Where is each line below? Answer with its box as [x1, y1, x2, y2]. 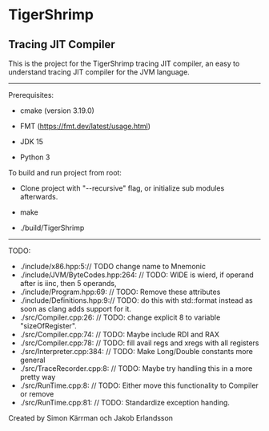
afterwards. [19, 192, 58, 201]
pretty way [19, 373, 56, 381]
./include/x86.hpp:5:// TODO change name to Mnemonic [19, 262, 207, 271]
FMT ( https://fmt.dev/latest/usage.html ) [19, 122, 151, 131]
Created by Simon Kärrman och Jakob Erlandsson [8, 413, 174, 422]
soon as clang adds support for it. [19, 304, 132, 313]
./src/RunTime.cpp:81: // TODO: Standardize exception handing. [19, 398, 231, 407]
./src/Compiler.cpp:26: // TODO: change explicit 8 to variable [19, 312, 221, 322]
